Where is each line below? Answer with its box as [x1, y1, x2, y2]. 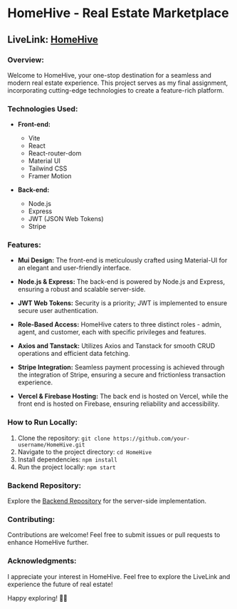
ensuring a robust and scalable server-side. [17, 285, 146, 294]
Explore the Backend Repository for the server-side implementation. [7, 497, 207, 506]
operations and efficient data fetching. [17, 349, 130, 358]
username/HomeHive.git [17, 441, 85, 449]
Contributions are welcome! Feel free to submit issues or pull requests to [7, 531, 221, 539]
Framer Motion [28, 172, 72, 180]
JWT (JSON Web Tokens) [28, 215, 105, 223]
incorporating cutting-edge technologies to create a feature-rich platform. [7, 86, 224, 94]
